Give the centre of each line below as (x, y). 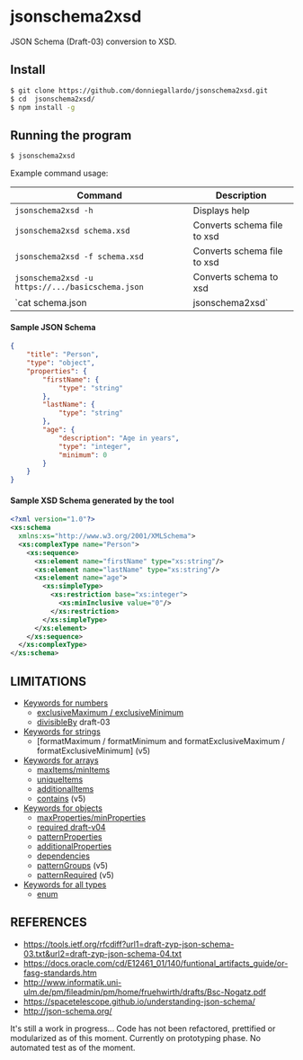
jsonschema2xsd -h (54, 211)
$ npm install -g (43, 107)
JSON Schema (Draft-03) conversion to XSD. (94, 41)
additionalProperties (74, 847)
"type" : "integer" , (94, 446)
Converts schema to (236, 277)
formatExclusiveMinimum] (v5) (94, 751)
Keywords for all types (65, 885)
